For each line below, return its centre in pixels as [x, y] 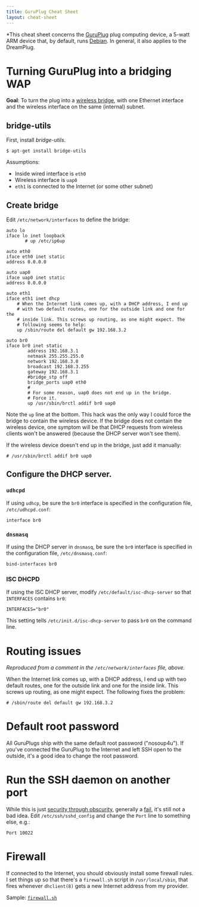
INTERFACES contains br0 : [36, 598]
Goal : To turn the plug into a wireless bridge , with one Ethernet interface [95, 101]
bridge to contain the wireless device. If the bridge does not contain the [94, 421]
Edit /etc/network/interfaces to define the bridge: [68, 220]
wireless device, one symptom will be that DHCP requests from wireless [94, 427]
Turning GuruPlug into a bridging [89, 71]
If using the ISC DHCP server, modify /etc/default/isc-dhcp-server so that [99, 592]
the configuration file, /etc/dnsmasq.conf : [57, 553]
